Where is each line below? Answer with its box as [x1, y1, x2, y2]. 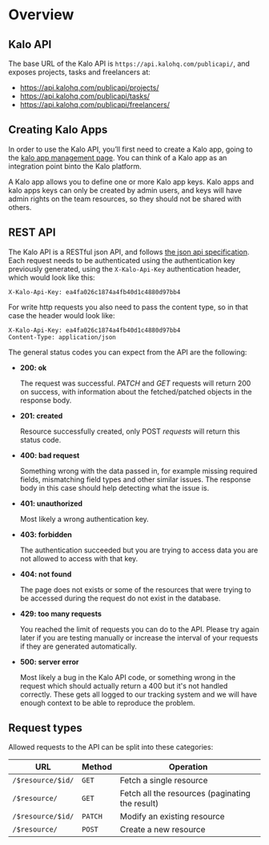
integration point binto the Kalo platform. [8, 161, 142, 171]
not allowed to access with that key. [19, 553, 139, 563]
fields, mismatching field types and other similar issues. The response [19, 475, 251, 484]
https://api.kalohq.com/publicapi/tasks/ [19, 91, 151, 101]
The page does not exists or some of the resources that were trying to [19, 584, 251, 594]
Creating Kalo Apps [8, 123, 108, 137]
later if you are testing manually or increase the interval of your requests [19, 633, 259, 642]
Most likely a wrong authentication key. [19, 514, 150, 524]
